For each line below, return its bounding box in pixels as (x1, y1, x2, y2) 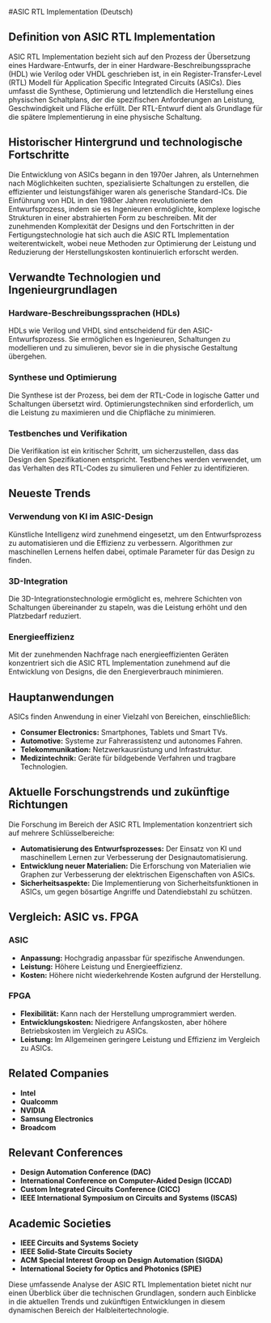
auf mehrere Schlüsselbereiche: (8, 827, 115, 837)
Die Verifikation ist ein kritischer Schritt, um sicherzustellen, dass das (8, 445, 239, 456)
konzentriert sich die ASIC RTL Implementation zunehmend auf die (8, 658, 231, 668)
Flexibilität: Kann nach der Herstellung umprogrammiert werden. (19, 1008, 237, 1019)
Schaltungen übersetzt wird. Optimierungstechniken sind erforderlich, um (8, 398, 254, 408)
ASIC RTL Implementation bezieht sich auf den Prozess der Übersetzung (8, 52, 251, 62)
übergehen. (8, 351, 47, 361)
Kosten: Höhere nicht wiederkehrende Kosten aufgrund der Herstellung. (19, 970, 261, 980)
